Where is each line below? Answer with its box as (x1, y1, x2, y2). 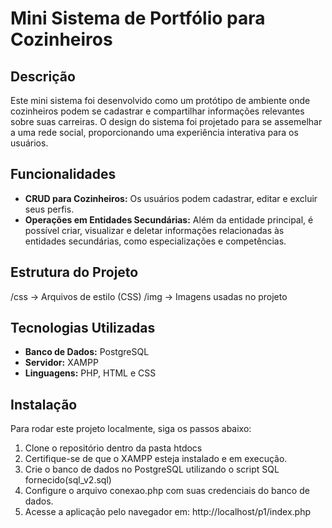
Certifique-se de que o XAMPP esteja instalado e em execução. (24, 453, 288, 465)
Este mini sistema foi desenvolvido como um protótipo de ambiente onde (10, 95, 311, 106)
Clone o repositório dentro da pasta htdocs (24, 442, 203, 454)
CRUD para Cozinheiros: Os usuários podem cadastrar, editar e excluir (24, 192, 318, 204)
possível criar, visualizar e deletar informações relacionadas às (24, 224, 285, 236)
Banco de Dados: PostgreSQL (24, 346, 150, 358)
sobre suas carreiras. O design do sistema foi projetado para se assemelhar (10, 116, 323, 127)
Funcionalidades (10, 166, 117, 183)
